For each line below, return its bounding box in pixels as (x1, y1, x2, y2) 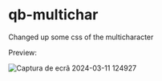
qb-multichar (8, 6, 99, 24)
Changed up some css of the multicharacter (8, 32, 154, 42)
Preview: (8, 47, 38, 57)
